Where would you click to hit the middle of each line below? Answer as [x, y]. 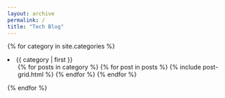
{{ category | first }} [45, 60]
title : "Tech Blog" [36, 26]
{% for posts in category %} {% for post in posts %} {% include [109, 67]
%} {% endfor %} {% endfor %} [91, 74]
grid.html [30, 74]
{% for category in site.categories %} [61, 47]
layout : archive [31, 14]
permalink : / [26, 20]
